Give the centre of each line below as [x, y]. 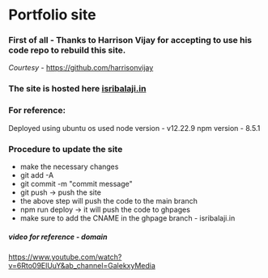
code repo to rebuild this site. [67, 50]
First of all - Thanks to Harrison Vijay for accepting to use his [130, 40]
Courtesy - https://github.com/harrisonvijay [81, 68]
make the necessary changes [69, 166]
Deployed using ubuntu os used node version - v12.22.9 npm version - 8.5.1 [134, 128]
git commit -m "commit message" [77, 184]
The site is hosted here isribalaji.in [77, 89]
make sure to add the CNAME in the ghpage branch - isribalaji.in [128, 218]
